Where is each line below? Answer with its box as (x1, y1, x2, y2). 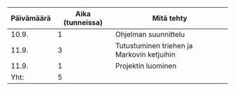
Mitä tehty (152, 13, 187, 23)
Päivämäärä (10, 13, 51, 23)
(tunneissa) (63, 17, 103, 27)
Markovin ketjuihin (115, 50, 176, 59)
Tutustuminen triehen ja (115, 41, 194, 50)
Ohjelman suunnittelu (115, 29, 185, 39)
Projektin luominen (115, 61, 177, 71)
